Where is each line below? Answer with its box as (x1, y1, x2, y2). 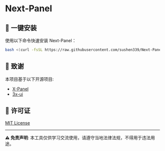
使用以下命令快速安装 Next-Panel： (5, 38, 77, 43)
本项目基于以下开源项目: (5, 76, 54, 82)
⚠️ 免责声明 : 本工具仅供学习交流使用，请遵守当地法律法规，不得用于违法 (5, 134, 151, 140)
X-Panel (12, 86, 28, 92)
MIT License (5, 120, 30, 126)
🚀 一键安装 (5, 24, 37, 32)
